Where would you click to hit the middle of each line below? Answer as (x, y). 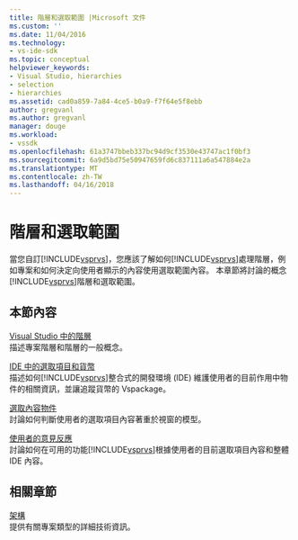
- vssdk (24, 143)
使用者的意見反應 (41, 438)
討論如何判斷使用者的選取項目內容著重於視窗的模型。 (108, 418)
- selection (31, 85)
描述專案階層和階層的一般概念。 (68, 346)
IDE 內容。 (29, 461)
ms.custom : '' (36, 26)
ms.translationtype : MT (54, 168)
